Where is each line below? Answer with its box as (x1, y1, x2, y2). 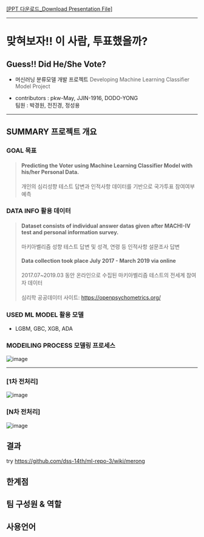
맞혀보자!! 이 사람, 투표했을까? (6, 35, 148, 49)
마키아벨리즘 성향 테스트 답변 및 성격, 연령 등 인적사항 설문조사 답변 (21, 243, 180, 250)
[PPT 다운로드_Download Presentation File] (6, 5, 113, 12)
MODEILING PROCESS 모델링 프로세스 (6, 341, 116, 350)
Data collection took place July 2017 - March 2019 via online (21, 257, 176, 265)
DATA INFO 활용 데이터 (6, 207, 71, 215)
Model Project (15, 83, 50, 90)
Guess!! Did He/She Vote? (6, 59, 106, 69)
